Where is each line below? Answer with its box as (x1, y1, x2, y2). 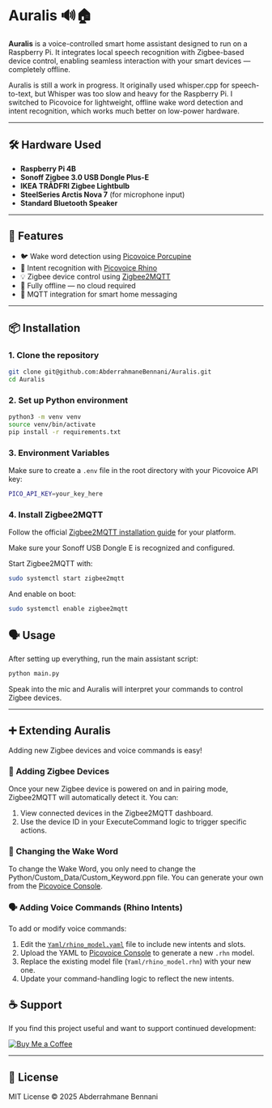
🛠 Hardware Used (8, 138, 102, 152)
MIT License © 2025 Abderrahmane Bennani (8, 1092, 159, 1102)
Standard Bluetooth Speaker (19, 198, 118, 207)
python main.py (8, 669, 60, 677)
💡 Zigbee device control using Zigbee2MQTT (19, 271, 172, 281)
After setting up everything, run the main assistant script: (8, 654, 198, 663)
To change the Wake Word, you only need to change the (8, 864, 196, 874)
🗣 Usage (8, 629, 56, 642)
